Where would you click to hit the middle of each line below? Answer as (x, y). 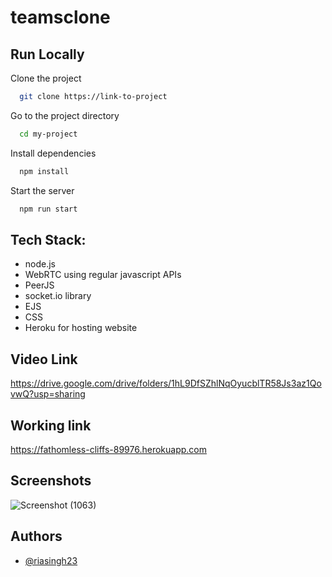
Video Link (44, 359)
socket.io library (58, 296)
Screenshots (51, 481)
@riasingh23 (51, 560)
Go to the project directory (65, 115)
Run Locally (47, 54)
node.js (40, 264)
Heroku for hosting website (81, 328)
